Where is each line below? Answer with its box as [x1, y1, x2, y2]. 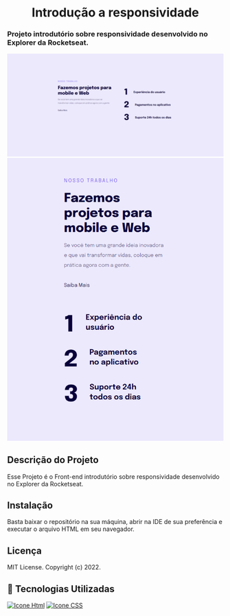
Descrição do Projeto [7, 454, 99, 466]
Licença [7, 545, 43, 556]
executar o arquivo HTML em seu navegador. [7, 525, 135, 533]
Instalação [7, 499, 54, 512]
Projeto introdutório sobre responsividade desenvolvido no [7, 29, 208, 39]
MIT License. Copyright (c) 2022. [7, 563, 101, 571]
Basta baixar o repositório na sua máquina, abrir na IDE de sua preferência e [7, 518, 223, 526]
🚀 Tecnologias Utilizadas [7, 583, 115, 595]
